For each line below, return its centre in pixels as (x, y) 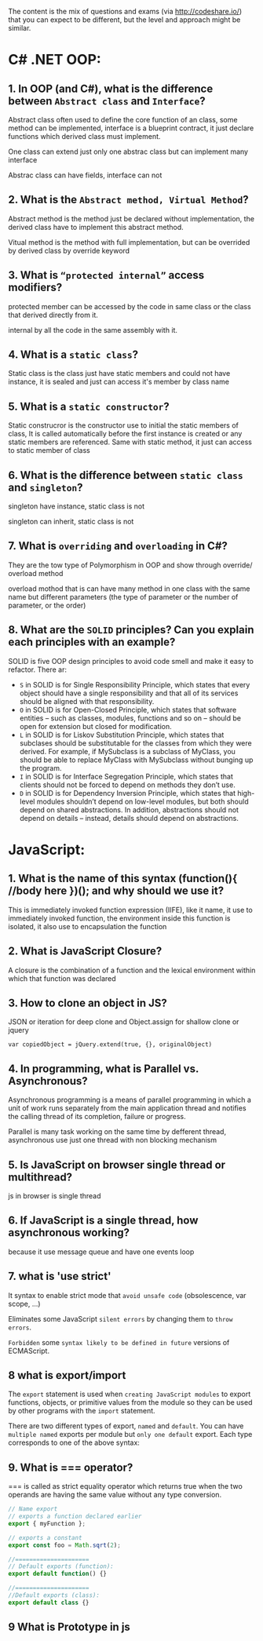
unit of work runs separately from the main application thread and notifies (127, 1108)
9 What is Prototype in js (69, 1627)
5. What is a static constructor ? (89, 406)
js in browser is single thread (55, 1195)
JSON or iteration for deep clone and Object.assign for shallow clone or (124, 1022)
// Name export (33, 1509)
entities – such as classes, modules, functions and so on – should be (130, 718)
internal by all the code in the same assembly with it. (93, 330)
